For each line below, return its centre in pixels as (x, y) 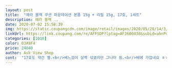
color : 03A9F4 (20, 43)
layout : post (19, 10)
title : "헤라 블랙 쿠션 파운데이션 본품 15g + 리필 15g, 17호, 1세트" (74, 15)
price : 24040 (19, 48)
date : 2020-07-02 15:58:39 (34, 24)
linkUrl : (15, 34)
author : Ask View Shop (29, 53)
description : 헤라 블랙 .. (32, 19)
